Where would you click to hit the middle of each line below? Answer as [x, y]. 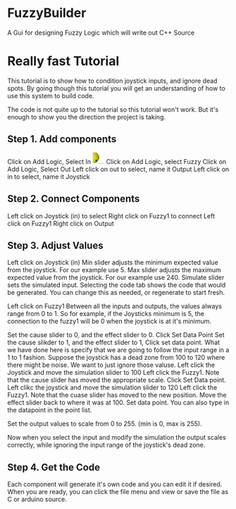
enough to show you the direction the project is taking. [87, 117]
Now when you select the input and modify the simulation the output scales [117, 438]
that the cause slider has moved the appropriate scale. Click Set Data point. [117, 380]
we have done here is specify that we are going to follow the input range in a [118, 350]
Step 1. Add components [62, 139]
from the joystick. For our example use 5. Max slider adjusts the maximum [114, 270]
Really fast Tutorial [63, 61]
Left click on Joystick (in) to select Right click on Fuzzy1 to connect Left [111, 216]
